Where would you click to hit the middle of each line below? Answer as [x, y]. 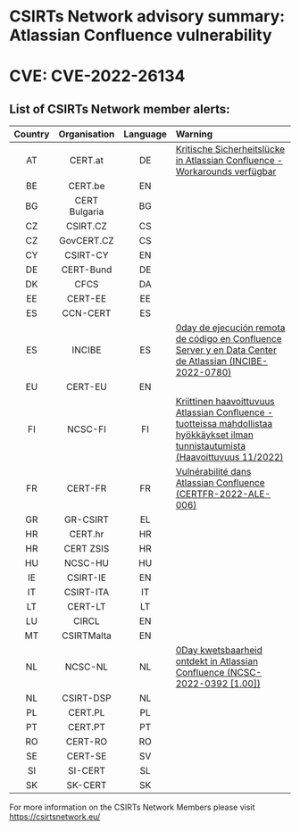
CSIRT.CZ [86, 227]
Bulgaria [87, 212]
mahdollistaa [246, 424]
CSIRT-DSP [87, 698]
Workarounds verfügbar [226, 171]
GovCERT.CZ [87, 241]
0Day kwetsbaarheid [219, 651]
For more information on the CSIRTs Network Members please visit [132, 807]
